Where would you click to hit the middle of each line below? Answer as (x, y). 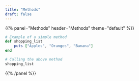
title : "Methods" (23, 10)
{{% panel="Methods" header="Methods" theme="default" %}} (70, 28)
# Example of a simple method (36, 37)
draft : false (18, 14)
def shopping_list (24, 41)
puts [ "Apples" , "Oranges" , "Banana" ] (54, 46)
